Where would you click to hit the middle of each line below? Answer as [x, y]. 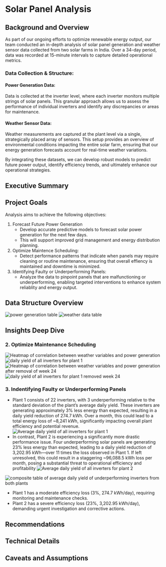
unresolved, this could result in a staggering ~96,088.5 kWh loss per [82, 458]
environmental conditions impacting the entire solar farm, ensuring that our [82, 145]
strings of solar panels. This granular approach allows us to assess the [77, 101]
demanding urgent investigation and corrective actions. [69, 509]
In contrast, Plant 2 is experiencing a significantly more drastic [76, 437]
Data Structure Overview [44, 303]
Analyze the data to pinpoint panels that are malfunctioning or [83, 277]
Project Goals [27, 202]
